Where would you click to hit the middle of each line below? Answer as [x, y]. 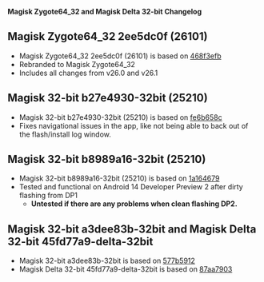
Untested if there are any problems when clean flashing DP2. [134, 204]
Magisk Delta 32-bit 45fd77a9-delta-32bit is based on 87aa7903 [126, 269]
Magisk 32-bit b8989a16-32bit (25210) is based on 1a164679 [119, 178]
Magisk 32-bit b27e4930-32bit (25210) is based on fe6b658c [120, 117]
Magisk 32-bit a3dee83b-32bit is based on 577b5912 [107, 261]
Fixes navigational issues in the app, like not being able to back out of [134, 125]
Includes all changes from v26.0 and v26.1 [88, 73]
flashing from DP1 [48, 196]
